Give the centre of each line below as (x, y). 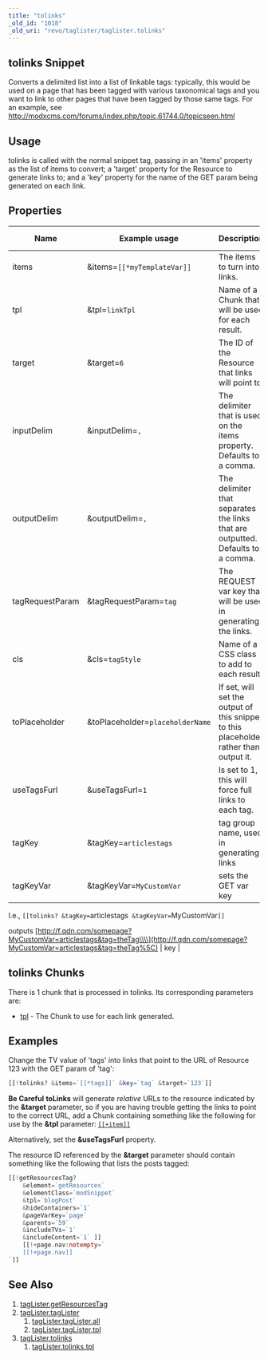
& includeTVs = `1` (50, 1230)
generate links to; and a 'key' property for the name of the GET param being (133, 177)
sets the (233, 875)
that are (233, 528)
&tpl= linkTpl (111, 310)
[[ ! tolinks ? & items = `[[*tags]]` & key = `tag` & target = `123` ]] (110, 1084)
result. (230, 330)
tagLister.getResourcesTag (63, 1304)
